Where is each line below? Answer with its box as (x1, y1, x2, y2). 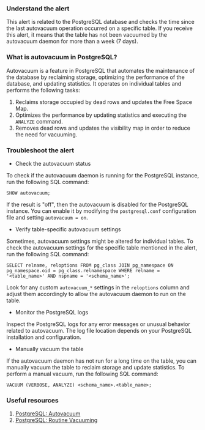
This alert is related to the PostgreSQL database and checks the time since (6, 18, 195, 26)
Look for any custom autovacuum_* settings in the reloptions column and (6, 283, 190, 291)
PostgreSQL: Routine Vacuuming (15, 417, 98, 424)
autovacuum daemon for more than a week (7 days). (6, 38, 139, 45)
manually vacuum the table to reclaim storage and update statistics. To (6, 363, 185, 371)
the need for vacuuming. (15, 130, 78, 138)
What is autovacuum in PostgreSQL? (6, 53, 117, 62)
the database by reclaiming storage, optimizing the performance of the (6, 73, 185, 81)
